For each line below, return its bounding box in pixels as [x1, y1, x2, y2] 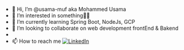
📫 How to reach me [11, 37, 61, 45]
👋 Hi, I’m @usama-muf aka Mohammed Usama [11, 6, 126, 12]
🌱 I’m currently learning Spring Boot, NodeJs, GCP [11, 18, 135, 25]
